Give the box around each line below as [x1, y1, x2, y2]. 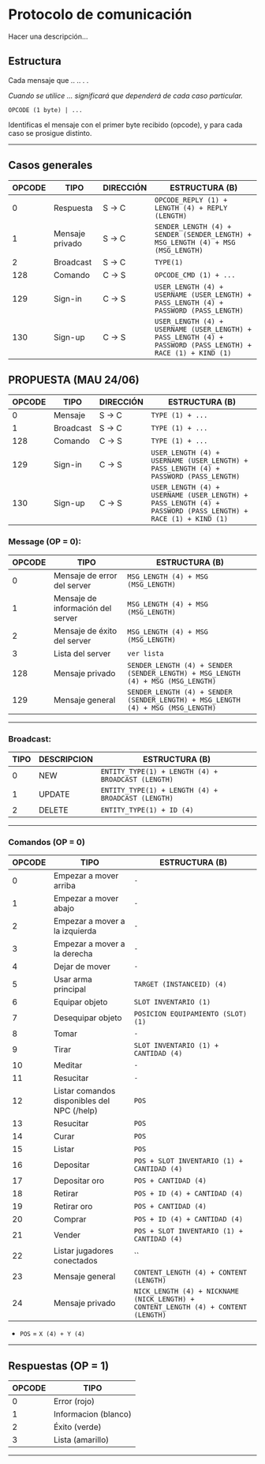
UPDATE [38, 788, 70, 799]
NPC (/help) [54, 1106, 99, 1117]
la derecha [54, 948, 93, 959]
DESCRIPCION [38, 753, 93, 764]
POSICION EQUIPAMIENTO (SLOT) [133, 1009, 248, 1019]
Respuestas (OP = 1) [8, 1359, 109, 1372]
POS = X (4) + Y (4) [19, 1329, 85, 1338]
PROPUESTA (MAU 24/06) [8, 373, 140, 386]
